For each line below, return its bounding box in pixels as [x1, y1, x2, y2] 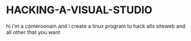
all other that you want [6, 28, 61, 35]
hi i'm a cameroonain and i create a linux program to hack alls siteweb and [6, 23, 186, 29]
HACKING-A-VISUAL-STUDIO [6, 3, 153, 17]
